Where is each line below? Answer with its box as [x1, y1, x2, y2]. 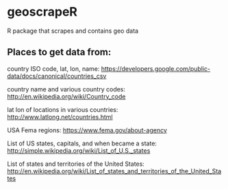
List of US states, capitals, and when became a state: [7, 139, 157, 147]
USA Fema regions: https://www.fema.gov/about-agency [7, 126, 168, 134]
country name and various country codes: [7, 85, 125, 93]
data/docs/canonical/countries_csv [7, 72, 107, 80]
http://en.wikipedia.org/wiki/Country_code [7, 92, 126, 100]
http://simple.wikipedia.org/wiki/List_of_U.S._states [7, 146, 151, 154]
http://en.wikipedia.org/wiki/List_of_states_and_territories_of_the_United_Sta [7, 166, 222, 175]
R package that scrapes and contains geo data [7, 27, 139, 35]
